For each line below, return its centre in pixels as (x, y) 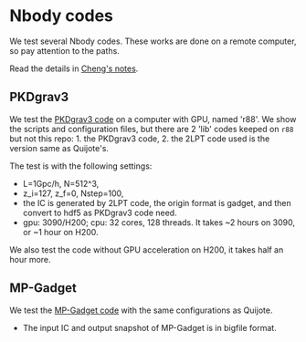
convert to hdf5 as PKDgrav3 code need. (100, 212)
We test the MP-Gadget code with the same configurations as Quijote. (141, 310)
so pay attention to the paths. (65, 50)
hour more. (31, 259)
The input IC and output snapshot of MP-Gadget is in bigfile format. (149, 327)
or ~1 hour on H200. (60, 232)
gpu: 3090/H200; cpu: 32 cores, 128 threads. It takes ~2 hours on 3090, (158, 222)
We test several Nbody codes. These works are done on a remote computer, (153, 41)
